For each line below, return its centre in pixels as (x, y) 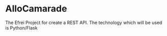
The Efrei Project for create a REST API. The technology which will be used (84, 22)
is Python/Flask (21, 27)
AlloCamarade (36, 9)
